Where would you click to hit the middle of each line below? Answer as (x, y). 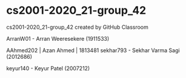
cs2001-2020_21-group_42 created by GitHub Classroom (77, 27)
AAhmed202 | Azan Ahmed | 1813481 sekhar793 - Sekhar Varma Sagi (93, 50)
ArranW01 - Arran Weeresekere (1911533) (58, 38)
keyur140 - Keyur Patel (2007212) (48, 68)
